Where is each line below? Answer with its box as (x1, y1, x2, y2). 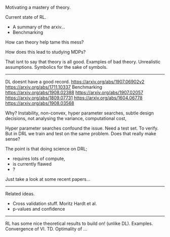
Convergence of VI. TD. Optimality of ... (5, 226, 88, 232)
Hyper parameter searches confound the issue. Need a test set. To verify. (5, 125, 159, 131)
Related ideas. (5, 191, 35, 196)
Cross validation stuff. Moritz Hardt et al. (12, 201, 97, 207)
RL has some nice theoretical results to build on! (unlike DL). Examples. (5, 220, 153, 226)
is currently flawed (12, 161, 52, 167)
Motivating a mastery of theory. (5, 5, 71, 10)
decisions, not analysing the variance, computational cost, (5, 115, 126, 121)
